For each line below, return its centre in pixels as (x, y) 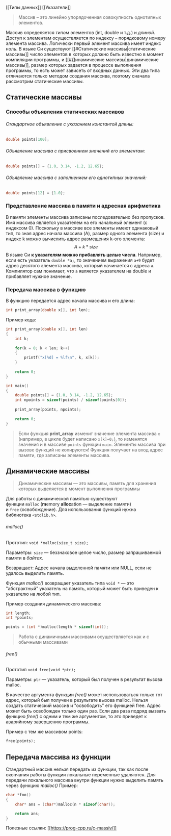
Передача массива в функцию (46, 289)
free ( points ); (21, 741)
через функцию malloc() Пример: (42, 786)
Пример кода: (21, 320)
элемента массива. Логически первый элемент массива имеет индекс (83, 43)
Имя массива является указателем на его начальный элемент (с (77, 222)
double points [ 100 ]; (28, 139)
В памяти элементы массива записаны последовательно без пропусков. (85, 217)
